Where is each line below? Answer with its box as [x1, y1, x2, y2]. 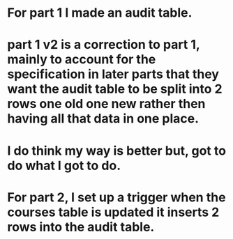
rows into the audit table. [7, 219, 155, 235]
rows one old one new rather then [7, 96, 206, 112]
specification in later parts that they [7, 66, 220, 82]
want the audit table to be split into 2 [7, 82, 223, 97]
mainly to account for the [7, 52, 156, 68]
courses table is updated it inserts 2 [7, 204, 220, 220]
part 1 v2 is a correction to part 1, [7, 37, 200, 53]
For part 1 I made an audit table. [7, 5, 193, 21]
